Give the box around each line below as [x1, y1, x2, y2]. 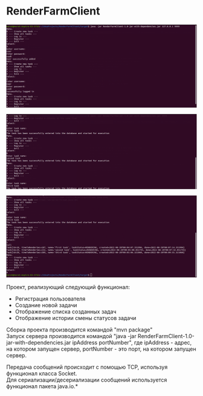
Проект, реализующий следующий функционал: [6, 283, 130, 290]
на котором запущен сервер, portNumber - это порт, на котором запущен [6, 345, 196, 353]
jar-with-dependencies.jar [6, 339, 71, 346]
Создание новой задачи [14, 301, 77, 308]
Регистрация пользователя [14, 295, 86, 302]
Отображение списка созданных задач [14, 308, 117, 315]
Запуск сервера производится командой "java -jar [6, 332, 137, 339]
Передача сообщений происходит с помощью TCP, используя [6, 363, 168, 371]
